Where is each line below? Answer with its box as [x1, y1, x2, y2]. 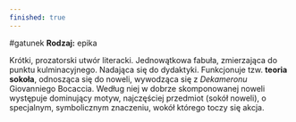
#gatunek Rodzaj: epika [9, 37, 97, 48]
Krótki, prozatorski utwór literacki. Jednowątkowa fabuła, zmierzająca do [9, 54, 278, 65]
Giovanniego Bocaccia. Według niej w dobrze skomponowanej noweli [9, 83, 266, 94]
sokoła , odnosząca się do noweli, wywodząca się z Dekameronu [9, 73, 248, 85]
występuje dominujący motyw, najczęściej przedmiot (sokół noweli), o [9, 93, 266, 103]
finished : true [9, 12, 66, 22]
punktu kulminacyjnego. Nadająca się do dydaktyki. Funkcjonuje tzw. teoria [9, 64, 288, 75]
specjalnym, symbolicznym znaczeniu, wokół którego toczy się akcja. [9, 102, 266, 112]
